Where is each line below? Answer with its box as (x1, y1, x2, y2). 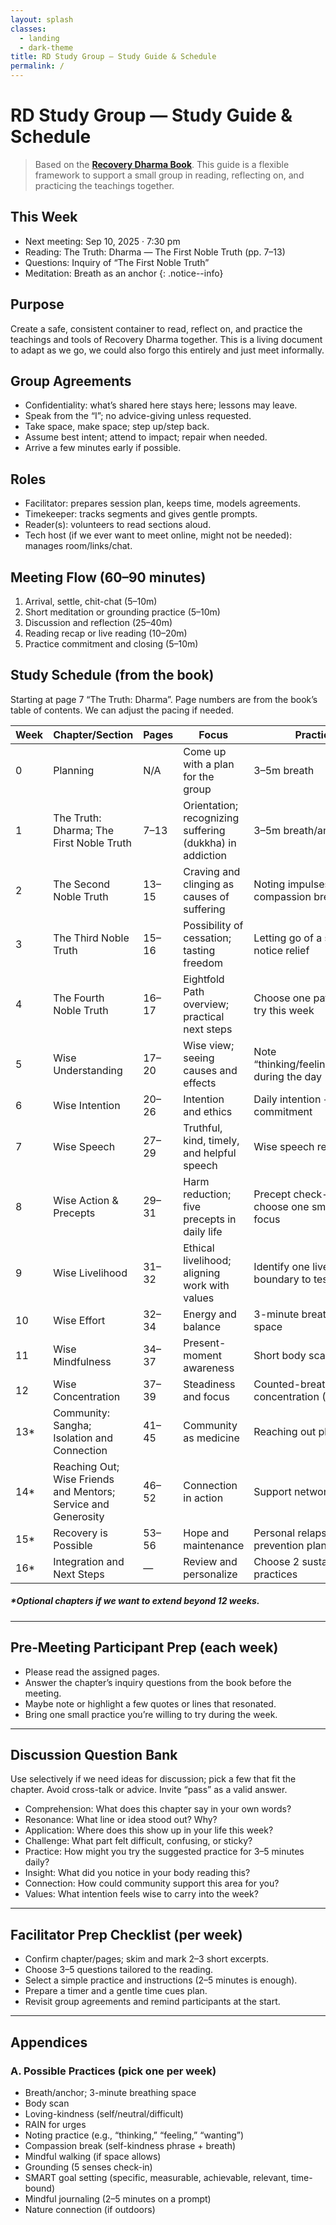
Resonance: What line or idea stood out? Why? (24, 1814, 218, 1826)
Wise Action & (53, 1193, 119, 1207)
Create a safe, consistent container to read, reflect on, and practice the (10, 322, 303, 335)
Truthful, (183, 1121, 223, 1135)
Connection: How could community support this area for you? (24, 1877, 280, 1890)
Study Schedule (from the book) (10, 667, 215, 684)
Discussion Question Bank (10, 1746, 178, 1763)
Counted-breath (253, 1377, 332, 1391)
